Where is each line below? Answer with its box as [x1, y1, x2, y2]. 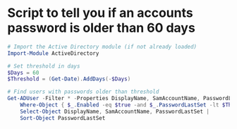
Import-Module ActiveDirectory [7, 49, 99, 57]
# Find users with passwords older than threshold [7, 88, 159, 96]
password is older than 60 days [7, 20, 195, 36]
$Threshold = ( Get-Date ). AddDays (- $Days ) [7, 75, 131, 82]
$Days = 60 [7, 69, 39, 76]
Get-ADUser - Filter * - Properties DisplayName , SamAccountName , [7, 95, 200, 102]
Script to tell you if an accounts [7, 5, 193, 21]
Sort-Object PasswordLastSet [20, 114, 106, 121]
